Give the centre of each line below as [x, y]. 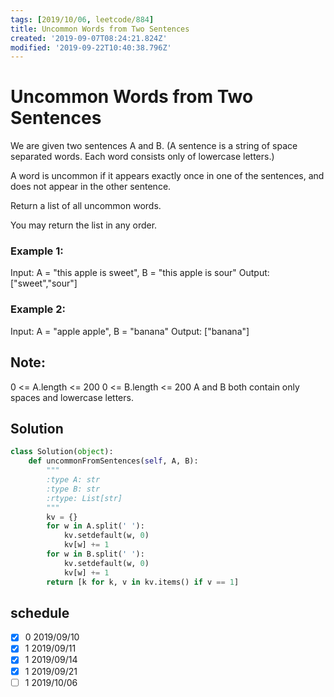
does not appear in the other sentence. [91, 187]
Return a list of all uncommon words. [86, 206]
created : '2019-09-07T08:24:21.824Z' [89, 38]
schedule [40, 612]
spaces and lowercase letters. [72, 397]
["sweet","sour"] [44, 283]
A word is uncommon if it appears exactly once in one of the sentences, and [167, 176]
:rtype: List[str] [84, 498]
